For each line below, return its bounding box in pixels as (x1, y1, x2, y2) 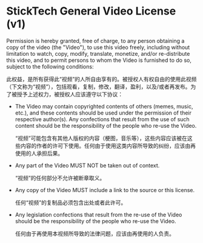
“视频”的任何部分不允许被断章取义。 (15, 174, 105, 181)
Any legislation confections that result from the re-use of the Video (15, 211, 182, 218)
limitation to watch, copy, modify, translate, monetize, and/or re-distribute (6, 50, 190, 57)
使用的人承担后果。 (15, 150, 64, 157)
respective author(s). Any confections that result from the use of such (15, 115, 190, 122)
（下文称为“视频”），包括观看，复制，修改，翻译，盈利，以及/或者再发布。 (6, 83, 191, 90)
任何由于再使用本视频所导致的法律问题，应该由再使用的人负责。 (15, 230, 175, 237)
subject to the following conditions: (6, 62, 94, 70)
